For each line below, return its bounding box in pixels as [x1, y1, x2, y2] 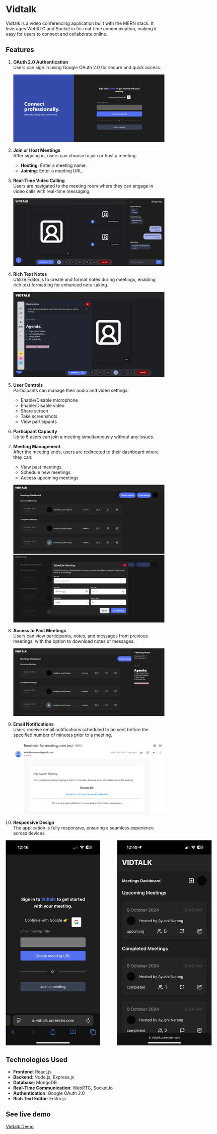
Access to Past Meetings [13, 628, 66, 634]
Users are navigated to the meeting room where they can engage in [13, 183, 154, 189]
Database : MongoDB [13, 1079, 57, 1085]
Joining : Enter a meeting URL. [20, 168, 84, 174]
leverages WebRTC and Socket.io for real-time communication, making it [6, 25, 157, 31]
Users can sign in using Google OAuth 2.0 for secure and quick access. [13, 64, 162, 70]
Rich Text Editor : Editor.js [13, 1095, 66, 1101]
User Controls [13, 382, 43, 388]
